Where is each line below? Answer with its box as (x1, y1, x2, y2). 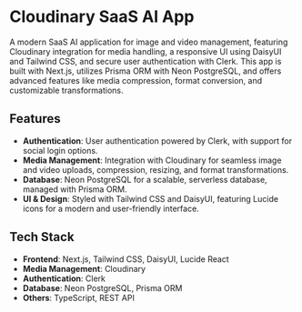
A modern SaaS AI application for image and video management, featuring (9, 36, 288, 47)
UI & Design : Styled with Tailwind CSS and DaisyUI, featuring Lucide (22, 193, 279, 204)
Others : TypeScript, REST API (22, 292, 135, 303)
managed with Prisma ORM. (22, 184, 127, 195)
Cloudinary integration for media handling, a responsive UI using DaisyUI (9, 45, 282, 56)
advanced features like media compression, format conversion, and (9, 75, 263, 86)
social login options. (22, 145, 98, 156)
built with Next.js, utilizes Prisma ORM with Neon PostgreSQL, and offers (9, 65, 282, 76)
